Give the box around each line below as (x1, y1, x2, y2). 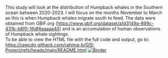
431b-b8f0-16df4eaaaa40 (5, 26, 60, 32)
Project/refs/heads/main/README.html (5, 47, 87, 53)
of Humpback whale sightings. (5, 31, 70, 37)
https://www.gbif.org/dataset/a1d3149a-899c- (57, 20, 154, 26)
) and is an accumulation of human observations (59, 26, 161, 32)
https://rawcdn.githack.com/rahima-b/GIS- (5, 42, 95, 47)
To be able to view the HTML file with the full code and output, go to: (5, 36, 150, 42)
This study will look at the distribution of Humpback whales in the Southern (5, 5, 163, 10)
